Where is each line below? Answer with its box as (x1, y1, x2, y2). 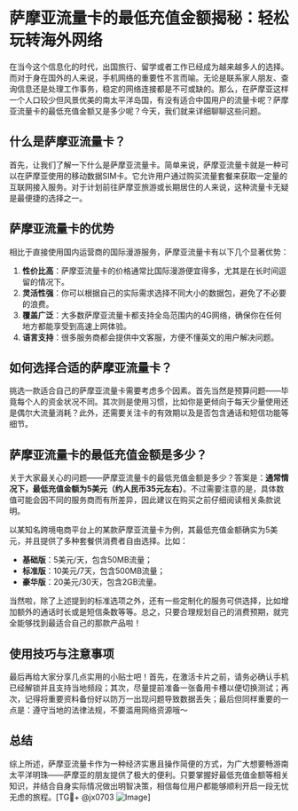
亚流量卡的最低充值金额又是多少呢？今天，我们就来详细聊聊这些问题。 (9, 106, 266, 116)
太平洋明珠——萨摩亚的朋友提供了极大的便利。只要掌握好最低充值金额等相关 (9, 769, 289, 780)
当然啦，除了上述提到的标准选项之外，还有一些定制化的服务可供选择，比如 (9, 595, 281, 606)
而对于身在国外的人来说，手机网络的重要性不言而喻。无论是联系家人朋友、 (9, 72, 281, 83)
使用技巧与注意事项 (9, 646, 114, 661)
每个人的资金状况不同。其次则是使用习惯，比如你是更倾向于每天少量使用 (16, 397, 281, 407)
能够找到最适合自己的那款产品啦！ (16, 618, 142, 628)
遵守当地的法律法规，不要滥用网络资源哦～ (32, 705, 188, 715)
